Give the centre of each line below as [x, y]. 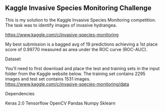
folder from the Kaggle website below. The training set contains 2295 [75, 74]
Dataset [13, 59]
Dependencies [20, 93]
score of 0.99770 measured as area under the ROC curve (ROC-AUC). [76, 49]
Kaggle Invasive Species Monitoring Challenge [78, 8]
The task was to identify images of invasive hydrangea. [61, 25]
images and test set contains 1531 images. [48, 79]
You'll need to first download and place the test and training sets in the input [82, 68]
